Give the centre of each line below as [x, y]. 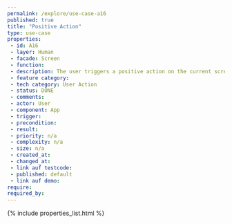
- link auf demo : [35, 180]
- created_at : [30, 155]
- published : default [41, 174]
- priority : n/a [33, 136]
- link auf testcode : [41, 168]
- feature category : [40, 78]
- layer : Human [32, 53]
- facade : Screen [35, 59]
